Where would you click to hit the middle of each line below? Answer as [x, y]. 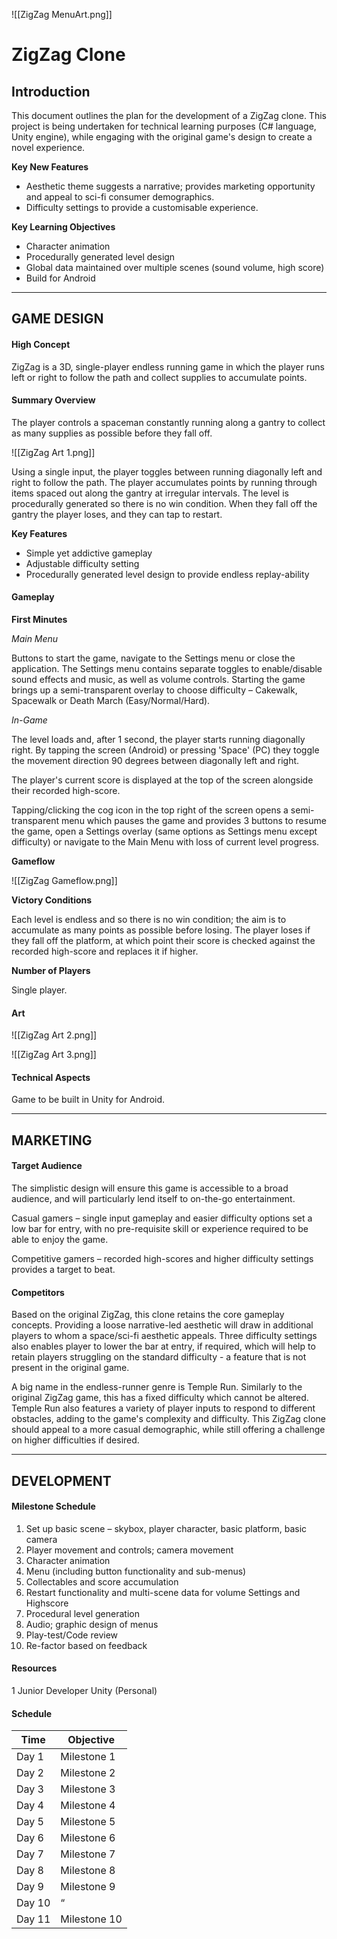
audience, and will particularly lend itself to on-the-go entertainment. [153, 1198]
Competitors [38, 1292]
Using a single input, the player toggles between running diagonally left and [167, 471]
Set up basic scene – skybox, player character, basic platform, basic [166, 1528]
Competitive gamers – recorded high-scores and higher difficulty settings [162, 1258]
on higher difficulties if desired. [75, 1440]
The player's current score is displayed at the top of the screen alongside [162, 780]
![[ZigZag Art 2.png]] [54, 1035]
